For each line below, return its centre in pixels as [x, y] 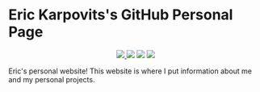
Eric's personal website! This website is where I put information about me [130, 71]
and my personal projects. [52, 79]
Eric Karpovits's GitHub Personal [121, 15]
